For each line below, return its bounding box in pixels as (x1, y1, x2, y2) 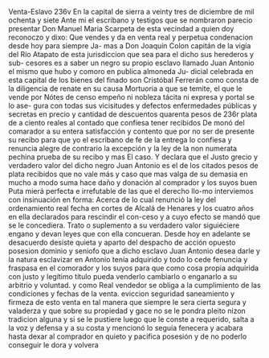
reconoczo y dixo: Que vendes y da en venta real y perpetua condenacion (8, 32, 254, 42)
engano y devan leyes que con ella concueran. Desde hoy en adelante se (8, 229, 251, 238)
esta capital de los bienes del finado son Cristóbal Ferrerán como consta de (8, 76, 259, 84)
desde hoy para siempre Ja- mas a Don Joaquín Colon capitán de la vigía (8, 41, 251, 51)
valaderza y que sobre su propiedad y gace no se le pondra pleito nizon (8, 306, 247, 315)
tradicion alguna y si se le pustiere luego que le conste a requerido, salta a (8, 315, 255, 324)
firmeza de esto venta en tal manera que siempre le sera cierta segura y (8, 298, 247, 307)
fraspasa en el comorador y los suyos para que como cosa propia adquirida (8, 263, 259, 273)
